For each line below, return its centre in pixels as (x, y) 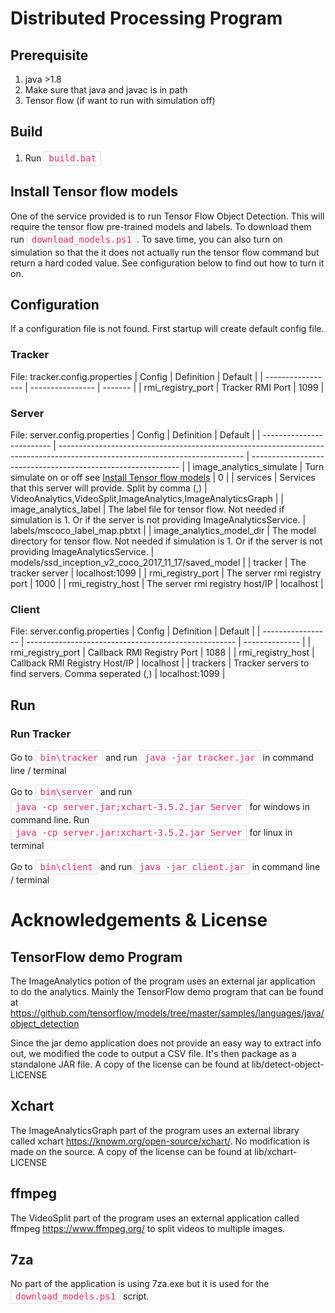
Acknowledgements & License (139, 920)
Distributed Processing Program (146, 18)
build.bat (72, 158)
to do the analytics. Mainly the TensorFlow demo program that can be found (167, 992)
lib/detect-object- (288, 1064)
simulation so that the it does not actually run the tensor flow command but (165, 252)
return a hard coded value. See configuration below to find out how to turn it (167, 263)
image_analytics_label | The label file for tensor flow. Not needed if (147, 509)
